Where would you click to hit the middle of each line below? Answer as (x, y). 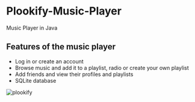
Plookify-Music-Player (64, 11)
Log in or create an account (49, 61)
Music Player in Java (32, 28)
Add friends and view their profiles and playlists (74, 74)
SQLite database (36, 80)
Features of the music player (61, 47)
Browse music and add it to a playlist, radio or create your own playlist (102, 68)
